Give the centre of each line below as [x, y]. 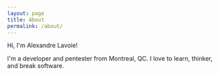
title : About [26, 20]
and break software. [35, 66]
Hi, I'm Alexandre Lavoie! [42, 46]
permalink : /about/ [35, 26]
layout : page [26, 13]
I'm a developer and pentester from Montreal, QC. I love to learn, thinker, [110, 59]
